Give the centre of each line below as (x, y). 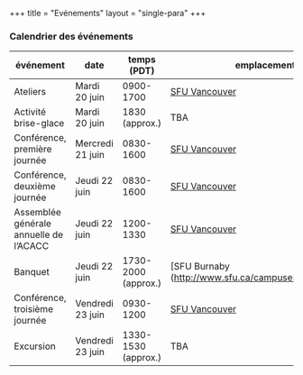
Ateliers (30, 92)
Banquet (32, 272)
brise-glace (39, 123)
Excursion (35, 346)
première (33, 150)
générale (33, 224)
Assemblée (37, 213)
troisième (34, 309)
